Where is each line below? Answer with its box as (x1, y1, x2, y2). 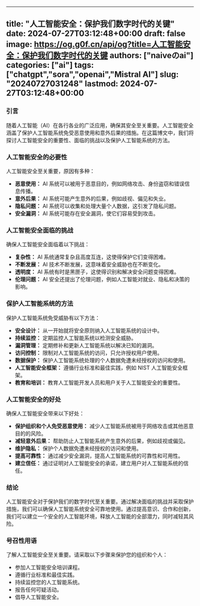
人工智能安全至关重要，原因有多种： (6, 167, 95, 174)
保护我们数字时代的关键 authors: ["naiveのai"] (21, 51, 193, 61)
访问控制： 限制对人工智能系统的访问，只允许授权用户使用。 (14, 349, 162, 356)
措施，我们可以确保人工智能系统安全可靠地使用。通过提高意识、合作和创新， (6, 505, 194, 513)
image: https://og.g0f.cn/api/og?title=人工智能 (6, 39, 183, 49)
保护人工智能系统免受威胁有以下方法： (6, 314, 100, 321)
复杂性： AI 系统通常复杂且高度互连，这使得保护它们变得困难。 (14, 253, 170, 260)
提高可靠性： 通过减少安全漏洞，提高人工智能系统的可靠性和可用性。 (14, 452, 183, 459)
